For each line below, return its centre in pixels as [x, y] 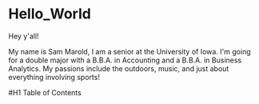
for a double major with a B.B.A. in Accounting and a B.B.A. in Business [125, 60]
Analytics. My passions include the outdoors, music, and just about [119, 68]
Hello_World [50, 14]
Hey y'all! [24, 36]
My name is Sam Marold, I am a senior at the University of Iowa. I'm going [130, 51]
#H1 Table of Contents [45, 92]
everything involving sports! [54, 77]
